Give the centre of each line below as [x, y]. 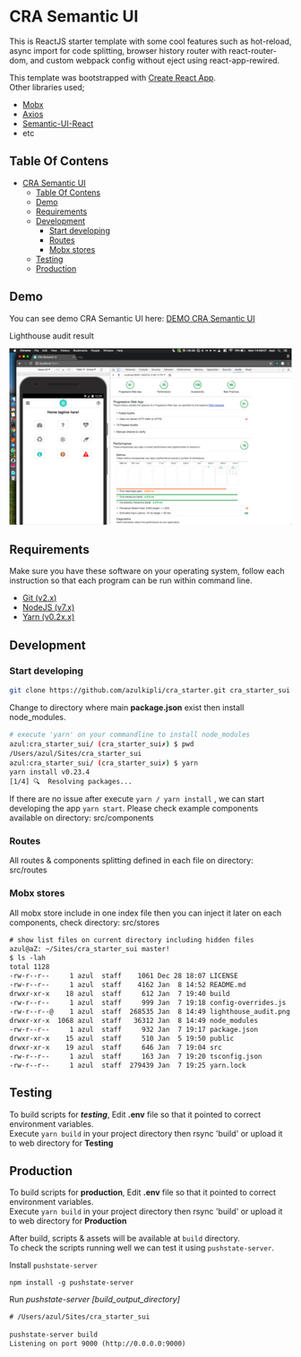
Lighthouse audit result [52, 335]
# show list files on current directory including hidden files [132, 940]
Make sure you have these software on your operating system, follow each [147, 571]
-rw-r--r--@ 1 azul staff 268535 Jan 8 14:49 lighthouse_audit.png [150, 1011]
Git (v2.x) [39, 598]
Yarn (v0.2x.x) [48, 617]
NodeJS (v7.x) [48, 607]
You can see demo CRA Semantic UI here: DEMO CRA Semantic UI [132, 318]
